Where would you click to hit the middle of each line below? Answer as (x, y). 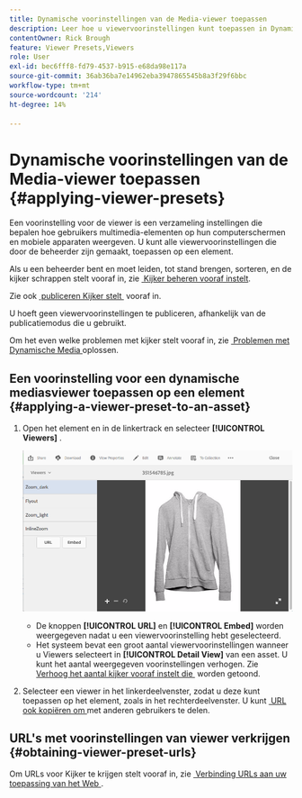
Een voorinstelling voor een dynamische (124, 378)
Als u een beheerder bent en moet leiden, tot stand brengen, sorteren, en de (151, 269)
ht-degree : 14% (38, 104)
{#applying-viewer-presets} (117, 198)
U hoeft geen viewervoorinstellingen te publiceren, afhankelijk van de (138, 313)
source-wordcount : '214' (56, 95)
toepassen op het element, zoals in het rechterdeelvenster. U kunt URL (154, 700)
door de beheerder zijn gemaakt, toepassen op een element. (121, 251)
